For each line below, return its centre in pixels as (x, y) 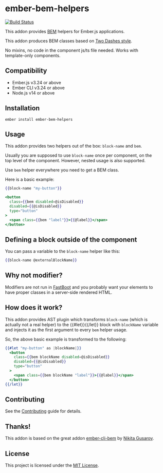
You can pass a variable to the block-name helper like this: (63, 251)
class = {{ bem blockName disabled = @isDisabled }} (62, 357)
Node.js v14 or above (33, 93)
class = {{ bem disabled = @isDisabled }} (46, 202)
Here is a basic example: (30, 180)
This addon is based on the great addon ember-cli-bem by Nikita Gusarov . (80, 438)
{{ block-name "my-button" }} (34, 189)
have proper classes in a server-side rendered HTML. (59, 292)
